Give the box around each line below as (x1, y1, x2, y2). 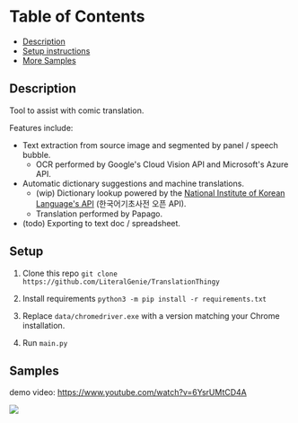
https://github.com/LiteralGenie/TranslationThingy (22, 277, 220, 286)
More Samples (22, 55, 76, 66)
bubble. (22, 149, 51, 160)
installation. (22, 320, 66, 330)
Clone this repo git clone (22, 268, 118, 278)
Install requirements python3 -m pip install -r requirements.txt (22, 293, 267, 304)
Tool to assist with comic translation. (9, 105, 145, 116)
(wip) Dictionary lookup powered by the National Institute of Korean (35, 187, 285, 198)
